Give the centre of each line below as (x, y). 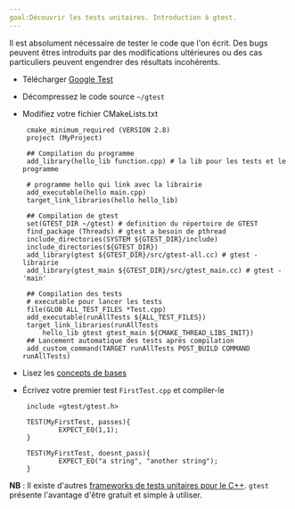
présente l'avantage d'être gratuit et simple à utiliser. (106, 495)
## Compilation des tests (74, 294)
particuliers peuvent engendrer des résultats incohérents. (115, 62)
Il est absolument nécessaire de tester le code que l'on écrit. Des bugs (139, 43)
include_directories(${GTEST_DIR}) (92, 247)
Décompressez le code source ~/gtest (93, 96)
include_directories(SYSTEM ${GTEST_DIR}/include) (122, 239)
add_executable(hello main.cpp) (86, 193)
